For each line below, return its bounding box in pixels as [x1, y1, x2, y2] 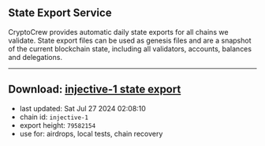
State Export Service [8, 6, 112, 20]
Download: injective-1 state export [8, 83, 181, 96]
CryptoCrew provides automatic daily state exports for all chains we [8, 27, 229, 36]
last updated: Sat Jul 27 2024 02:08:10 [19, 103, 146, 113]
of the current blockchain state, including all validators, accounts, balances [8, 43, 252, 54]
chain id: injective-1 [19, 112, 89, 122]
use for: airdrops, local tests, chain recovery [19, 129, 163, 138]
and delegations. [8, 52, 63, 62]
